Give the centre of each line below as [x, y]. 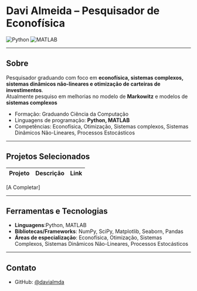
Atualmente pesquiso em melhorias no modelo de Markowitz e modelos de [97, 96]
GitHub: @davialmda [39, 282]
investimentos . [25, 90]
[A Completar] [23, 187]
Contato [21, 268]
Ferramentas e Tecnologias [57, 211]
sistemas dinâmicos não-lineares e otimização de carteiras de [83, 84]
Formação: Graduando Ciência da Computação [72, 114]
